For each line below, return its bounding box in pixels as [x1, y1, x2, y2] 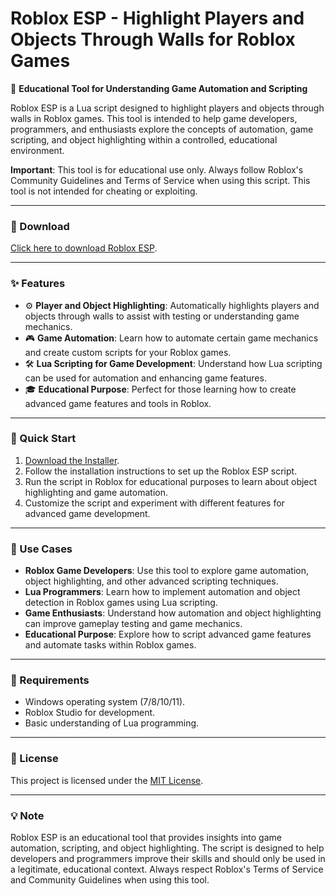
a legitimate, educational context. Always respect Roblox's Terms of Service [10, 863, 324, 876]
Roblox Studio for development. [24, 707, 156, 719]
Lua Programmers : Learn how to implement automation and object [24, 586, 301, 598]
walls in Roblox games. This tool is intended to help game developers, [10, 112, 298, 124]
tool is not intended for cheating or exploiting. [10, 185, 198, 197]
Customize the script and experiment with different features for [24, 497, 285, 509]
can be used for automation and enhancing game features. [24, 372, 267, 384]
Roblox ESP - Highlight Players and [10, 7, 305, 30]
